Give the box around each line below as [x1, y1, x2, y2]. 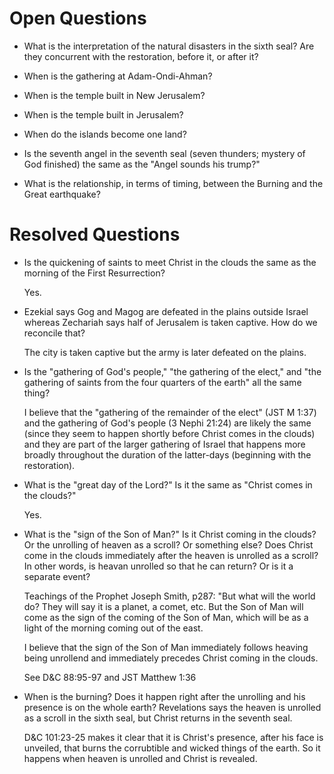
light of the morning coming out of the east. [23, 622, 204, 634]
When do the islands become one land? [23, 128, 187, 140]
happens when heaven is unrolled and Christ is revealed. [23, 752, 258, 764]
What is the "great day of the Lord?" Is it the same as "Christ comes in [23, 478, 313, 491]
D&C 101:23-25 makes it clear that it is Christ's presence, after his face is [23, 731, 324, 743]
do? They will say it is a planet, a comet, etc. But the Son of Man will [23, 600, 304, 612]
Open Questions [9, 7, 147, 30]
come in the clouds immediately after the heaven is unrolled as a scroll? [23, 549, 319, 561]
